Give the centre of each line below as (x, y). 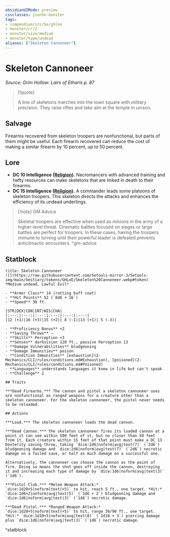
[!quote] (26, 92)
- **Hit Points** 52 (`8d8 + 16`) (42, 298)
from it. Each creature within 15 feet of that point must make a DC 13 (84, 440)
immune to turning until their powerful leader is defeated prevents (87, 238)
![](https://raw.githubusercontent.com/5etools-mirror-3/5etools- (77, 275)
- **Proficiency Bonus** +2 (35, 329)
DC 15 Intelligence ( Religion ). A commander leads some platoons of (84, 191)
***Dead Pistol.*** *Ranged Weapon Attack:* (53, 507)
